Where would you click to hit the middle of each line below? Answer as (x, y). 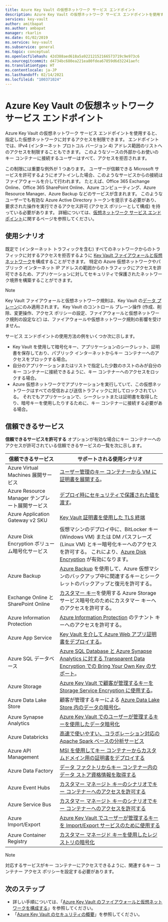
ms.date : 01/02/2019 (27, 38)
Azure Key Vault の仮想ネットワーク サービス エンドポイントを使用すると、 (82, 133)
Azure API (19, 751)
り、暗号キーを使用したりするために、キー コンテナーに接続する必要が (85, 403)
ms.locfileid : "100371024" (33, 79)
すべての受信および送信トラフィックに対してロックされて (93, 390)
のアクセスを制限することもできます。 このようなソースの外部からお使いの (82, 152)
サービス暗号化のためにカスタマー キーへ (108, 601)
